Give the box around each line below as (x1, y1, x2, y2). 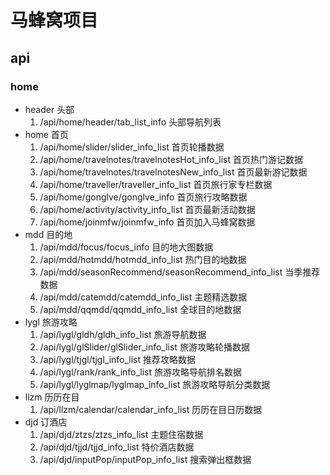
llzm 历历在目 (24, 391, 80, 403)
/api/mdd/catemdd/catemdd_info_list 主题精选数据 (39, 291, 248, 303)
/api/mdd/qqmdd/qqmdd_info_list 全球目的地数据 (39, 303, 242, 315)
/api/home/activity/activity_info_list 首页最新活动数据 (39, 203, 256, 215)
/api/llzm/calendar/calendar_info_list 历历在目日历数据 (39, 403, 263, 415)
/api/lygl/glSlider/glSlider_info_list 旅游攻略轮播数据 (39, 341, 250, 353)
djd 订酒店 (24, 416, 68, 428)
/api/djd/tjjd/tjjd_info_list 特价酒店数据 (39, 441, 195, 453)
